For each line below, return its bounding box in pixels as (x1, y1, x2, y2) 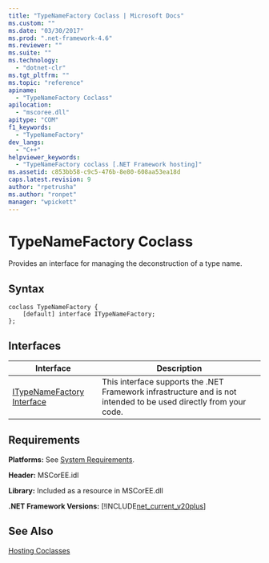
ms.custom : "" (8, 19, 56, 27)
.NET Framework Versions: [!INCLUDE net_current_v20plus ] (8, 501, 207, 511)
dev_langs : (8, 138, 45, 147)
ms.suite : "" (8, 49, 52, 57)
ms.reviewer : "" (8, 42, 62, 50)
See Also (8, 525, 54, 538)
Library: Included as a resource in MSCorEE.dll (8, 485, 164, 495)
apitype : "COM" (8, 116, 59, 124)
